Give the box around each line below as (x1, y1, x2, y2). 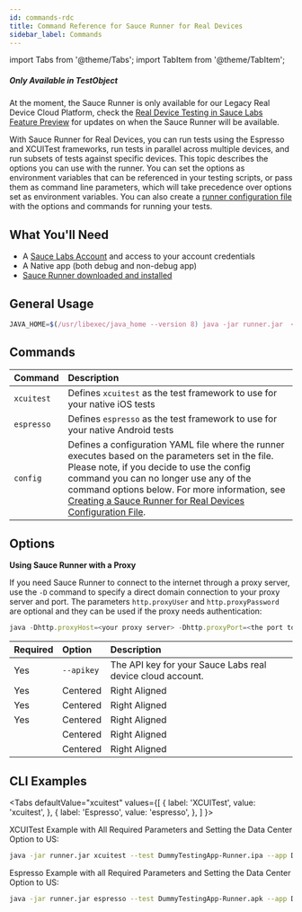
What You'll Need (9, 226, 110, 243)
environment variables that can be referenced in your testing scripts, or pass (9, 173, 293, 183)
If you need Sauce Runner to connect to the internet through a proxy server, (9, 577, 290, 589)
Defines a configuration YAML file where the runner (67, 438, 285, 450)
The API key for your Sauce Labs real (110, 659, 267, 671)
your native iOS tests (67, 397, 155, 410)
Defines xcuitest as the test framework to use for (67, 386, 277, 399)
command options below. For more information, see (67, 483, 286, 495)
